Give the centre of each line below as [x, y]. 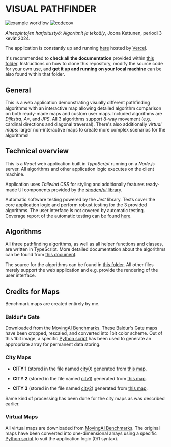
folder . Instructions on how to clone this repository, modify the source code [84, 63]
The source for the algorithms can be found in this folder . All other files [79, 265]
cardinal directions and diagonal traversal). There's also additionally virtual [83, 124]
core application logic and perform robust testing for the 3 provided [76, 205]
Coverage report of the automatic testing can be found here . [69, 216]
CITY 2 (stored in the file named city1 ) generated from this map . [80, 378]
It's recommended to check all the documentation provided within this [80, 58]
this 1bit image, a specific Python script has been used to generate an [78, 339]
